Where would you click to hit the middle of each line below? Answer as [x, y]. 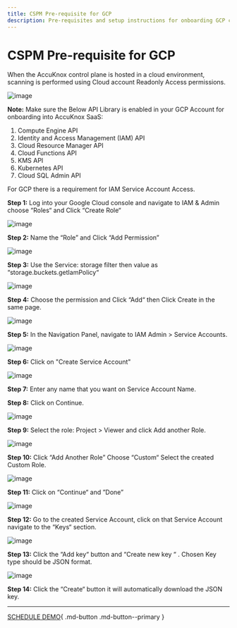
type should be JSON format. [50, 562]
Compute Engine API [48, 130]
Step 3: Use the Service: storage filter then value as [83, 265]
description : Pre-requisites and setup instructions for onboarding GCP [116, 20]
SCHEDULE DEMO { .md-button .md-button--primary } [86, 617]
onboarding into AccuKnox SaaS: [55, 117]
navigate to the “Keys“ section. [52, 527]
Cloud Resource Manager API [60, 146]
